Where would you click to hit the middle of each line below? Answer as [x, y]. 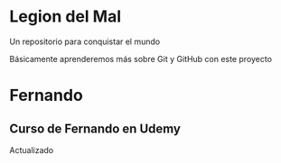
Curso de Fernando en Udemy [95, 128]
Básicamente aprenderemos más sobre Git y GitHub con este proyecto [141, 59]
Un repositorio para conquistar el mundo [85, 41]
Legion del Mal [66, 17]
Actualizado [32, 149]
